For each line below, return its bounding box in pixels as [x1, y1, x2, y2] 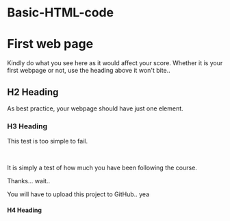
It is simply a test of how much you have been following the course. [7, 163, 197, 172]
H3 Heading [7, 121, 48, 131]
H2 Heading [7, 86, 59, 97]
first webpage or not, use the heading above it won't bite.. [7, 67, 171, 75]
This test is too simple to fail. [7, 137, 88, 146]
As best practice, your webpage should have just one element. [7, 104, 183, 113]
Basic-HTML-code [7, 5, 114, 21]
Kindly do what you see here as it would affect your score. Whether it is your [7, 59, 223, 67]
